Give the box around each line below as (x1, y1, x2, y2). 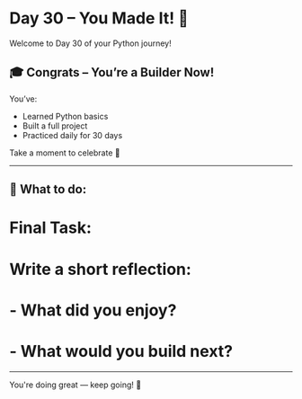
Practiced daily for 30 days (22, 129, 123, 140)
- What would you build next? (9, 341, 234, 361)
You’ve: (9, 93, 38, 104)
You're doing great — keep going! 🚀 (9, 379, 142, 390)
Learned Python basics (22, 111, 109, 121)
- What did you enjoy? (9, 300, 177, 320)
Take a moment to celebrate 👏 (9, 147, 120, 158)
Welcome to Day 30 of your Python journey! (9, 38, 173, 49)
